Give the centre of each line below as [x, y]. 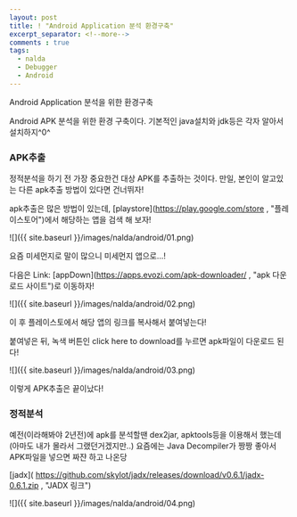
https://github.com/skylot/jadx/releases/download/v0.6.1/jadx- [150, 475]
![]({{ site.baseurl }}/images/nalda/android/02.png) [103, 304]
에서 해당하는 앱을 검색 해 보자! [98, 220]
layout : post [33, 17]
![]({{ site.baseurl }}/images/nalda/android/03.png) [103, 370]
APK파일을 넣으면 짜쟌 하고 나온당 [68, 457]
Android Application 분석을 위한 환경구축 [81, 102]
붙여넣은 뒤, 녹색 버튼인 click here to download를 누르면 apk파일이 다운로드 [142, 341]
